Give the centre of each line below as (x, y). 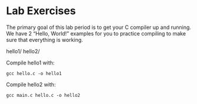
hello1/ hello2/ (23, 51)
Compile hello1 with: (30, 63)
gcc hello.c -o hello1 (34, 73)
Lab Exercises (41, 11)
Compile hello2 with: (31, 84)
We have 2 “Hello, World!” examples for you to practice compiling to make (96, 33)
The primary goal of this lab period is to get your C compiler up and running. (99, 27)
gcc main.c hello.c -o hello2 (43, 95)
